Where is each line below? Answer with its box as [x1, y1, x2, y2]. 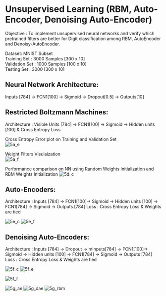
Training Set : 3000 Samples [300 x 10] [5, 55, 85, 61]
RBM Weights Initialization [5, 171, 58, 177]
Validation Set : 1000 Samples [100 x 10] [5, 61, 87, 67]
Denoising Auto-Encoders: [5, 233, 90, 241]
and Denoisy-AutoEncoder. [5, 41, 60, 47]
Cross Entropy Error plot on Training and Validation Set [5, 136, 117, 142]
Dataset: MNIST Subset [5, 50, 53, 56]
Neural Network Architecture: [5, 81, 99, 89]
